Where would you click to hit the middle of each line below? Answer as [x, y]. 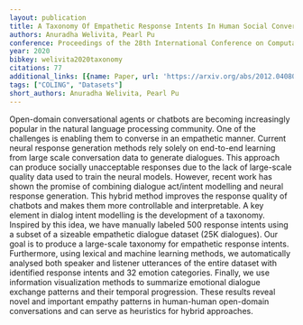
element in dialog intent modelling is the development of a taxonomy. [138, 215]
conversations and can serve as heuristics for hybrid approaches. [132, 311]
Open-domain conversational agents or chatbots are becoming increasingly [150, 119]
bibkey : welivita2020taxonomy [66, 60]
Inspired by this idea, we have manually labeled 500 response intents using [149, 224]
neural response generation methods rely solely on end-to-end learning [142, 148]
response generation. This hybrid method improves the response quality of [148, 196]
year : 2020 [30, 51]
